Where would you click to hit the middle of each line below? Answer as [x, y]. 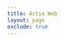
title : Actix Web [32, 14]
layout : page [26, 20]
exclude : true [28, 26]
